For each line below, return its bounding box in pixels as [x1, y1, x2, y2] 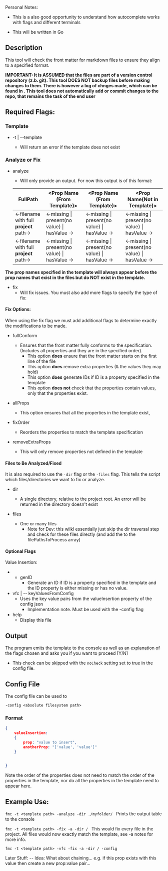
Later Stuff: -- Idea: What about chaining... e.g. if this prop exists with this [5, 855, 156, 861]
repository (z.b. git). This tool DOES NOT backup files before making [5, 77, 150, 83]
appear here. [5, 783, 32, 789]
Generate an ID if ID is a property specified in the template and [27, 579, 156, 586]
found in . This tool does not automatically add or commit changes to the [5, 88, 159, 94]
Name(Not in [127, 196, 158, 203]
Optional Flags [5, 548, 36, 554]
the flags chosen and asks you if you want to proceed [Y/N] [5, 650, 128, 656]
